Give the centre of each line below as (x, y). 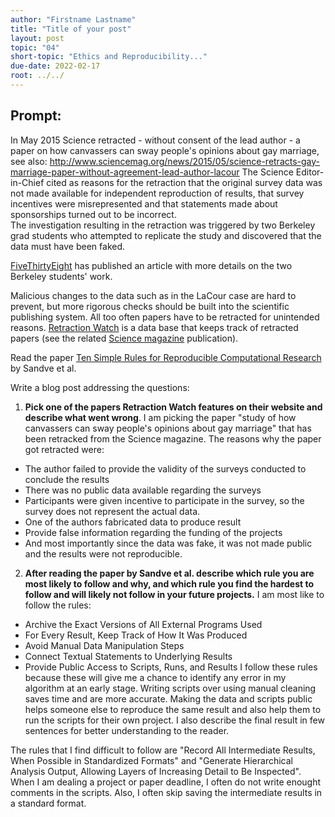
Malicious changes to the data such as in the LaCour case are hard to (153, 295)
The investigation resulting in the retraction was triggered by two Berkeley (163, 225)
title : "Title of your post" (71, 29)
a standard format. (48, 803)
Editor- (310, 172)
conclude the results (67, 479)
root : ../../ (37, 76)
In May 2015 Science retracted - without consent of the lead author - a (155, 140)
